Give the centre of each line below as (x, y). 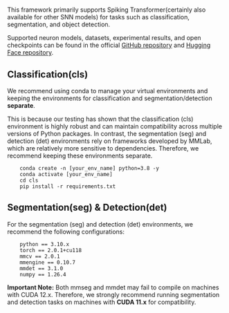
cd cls (29, 180)
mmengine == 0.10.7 (48, 262)
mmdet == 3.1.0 (42, 268)
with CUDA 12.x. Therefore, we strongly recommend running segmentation (113, 294)
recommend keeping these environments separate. (80, 155)
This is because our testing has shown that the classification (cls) (100, 119)
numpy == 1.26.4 (43, 274)
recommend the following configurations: (66, 231)
